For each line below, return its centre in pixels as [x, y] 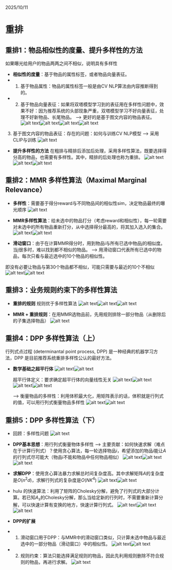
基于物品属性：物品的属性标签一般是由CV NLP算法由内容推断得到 [89, 86]
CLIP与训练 [25, 140]
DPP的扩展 [24, 521]
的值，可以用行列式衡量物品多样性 [49, 403]
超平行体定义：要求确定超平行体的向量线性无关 [62, 380]
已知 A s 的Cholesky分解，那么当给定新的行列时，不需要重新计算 [93, 498]
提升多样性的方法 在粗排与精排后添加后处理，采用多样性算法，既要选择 [87, 151]
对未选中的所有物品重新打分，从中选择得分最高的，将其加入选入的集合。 [89, 227]
